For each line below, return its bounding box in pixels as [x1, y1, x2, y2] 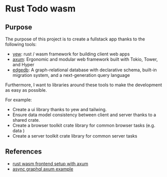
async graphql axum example [12, 166, 73, 172]
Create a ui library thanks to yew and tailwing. [12, 107, 107, 112]
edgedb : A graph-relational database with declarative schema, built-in [12, 67, 157, 73]
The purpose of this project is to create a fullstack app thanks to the [5, 36, 145, 42]
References [5, 148, 42, 156]
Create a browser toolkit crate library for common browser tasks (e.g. [12, 123, 155, 128]
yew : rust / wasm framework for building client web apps [12, 51, 130, 57]
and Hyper [12, 62, 34, 67]
